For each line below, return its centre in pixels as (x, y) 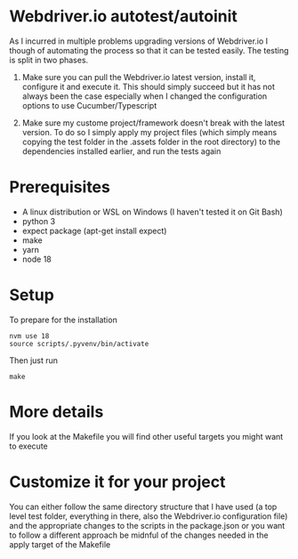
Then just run (34, 360)
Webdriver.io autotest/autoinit (124, 16)
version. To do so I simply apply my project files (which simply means (149, 132)
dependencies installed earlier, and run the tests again (121, 151)
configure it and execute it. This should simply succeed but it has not (149, 86)
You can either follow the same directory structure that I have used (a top (143, 506)
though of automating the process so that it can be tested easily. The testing (149, 50)
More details (56, 412)
